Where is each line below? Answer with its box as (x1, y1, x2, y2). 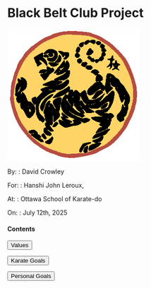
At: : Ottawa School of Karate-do (7, 194, 102, 203)
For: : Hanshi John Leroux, (7, 181, 85, 189)
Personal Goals (11, 272, 52, 280)
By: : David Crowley (7, 167, 65, 176)
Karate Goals (11, 257, 46, 265)
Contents (7, 224, 35, 233)
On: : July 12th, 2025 (7, 208, 68, 217)
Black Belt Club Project (7, 5, 144, 21)
